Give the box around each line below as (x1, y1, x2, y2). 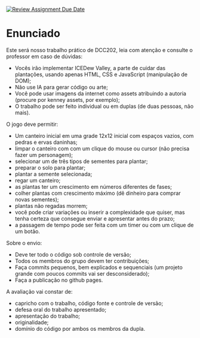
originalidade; (14, 318, 49, 326)
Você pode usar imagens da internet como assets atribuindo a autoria (14, 90, 187, 97)
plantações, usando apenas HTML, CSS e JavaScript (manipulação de (14, 71, 188, 78)
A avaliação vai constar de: (6, 288, 73, 295)
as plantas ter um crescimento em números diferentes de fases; (14, 183, 172, 190)
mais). (14, 108, 30, 116)
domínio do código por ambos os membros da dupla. (14, 325, 146, 332)
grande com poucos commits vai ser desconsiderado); (14, 270, 150, 277)
